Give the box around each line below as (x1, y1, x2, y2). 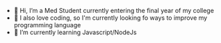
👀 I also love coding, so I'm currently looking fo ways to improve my (13, 14, 208, 22)
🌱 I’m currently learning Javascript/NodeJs (13, 28, 137, 36)
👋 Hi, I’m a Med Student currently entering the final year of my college (13, 7, 214, 14)
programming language (13, 21, 81, 29)
